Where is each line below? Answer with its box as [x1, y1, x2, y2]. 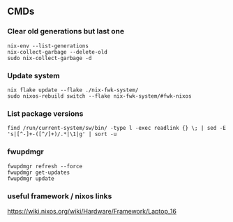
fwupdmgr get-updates [7, 169, 70, 176]
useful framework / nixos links [7, 191, 112, 201]
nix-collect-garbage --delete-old [7, 48, 108, 55]
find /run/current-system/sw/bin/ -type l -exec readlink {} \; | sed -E [7, 125, 227, 132]
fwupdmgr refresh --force [7, 163, 82, 170]
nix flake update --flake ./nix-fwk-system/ [7, 87, 139, 94]
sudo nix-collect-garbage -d [7, 54, 92, 61]
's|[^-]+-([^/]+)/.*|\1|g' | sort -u [7, 131, 117, 138]
